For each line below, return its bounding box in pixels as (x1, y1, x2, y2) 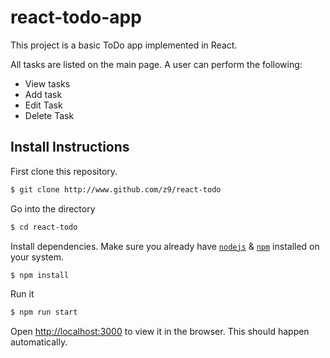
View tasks (24, 77, 71, 90)
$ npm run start (10, 307, 78, 318)
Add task (24, 88, 63, 100)
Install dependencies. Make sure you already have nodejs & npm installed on (10, 240, 320, 252)
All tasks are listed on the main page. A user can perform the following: (10, 58, 303, 70)
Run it (10, 288, 35, 300)
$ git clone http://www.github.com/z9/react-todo (10, 184, 222, 195)
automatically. (10, 336, 68, 348)
